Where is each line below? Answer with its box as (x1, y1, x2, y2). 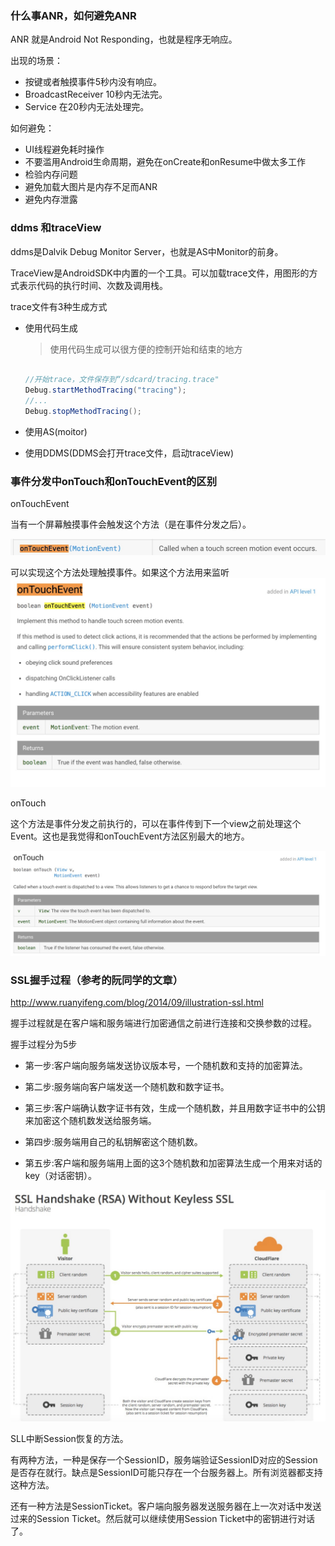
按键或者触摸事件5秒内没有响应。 (24, 76, 163, 88)
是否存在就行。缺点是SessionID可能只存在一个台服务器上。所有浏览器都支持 (10, 1467, 323, 1479)
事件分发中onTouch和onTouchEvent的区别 (10, 474, 218, 488)
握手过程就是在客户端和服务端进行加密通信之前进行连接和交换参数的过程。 (10, 1017, 317, 1029)
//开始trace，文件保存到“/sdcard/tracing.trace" (24, 375, 220, 385)
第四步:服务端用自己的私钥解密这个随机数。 (24, 1136, 203, 1148)
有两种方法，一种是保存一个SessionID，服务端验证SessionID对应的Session (10, 1454, 318, 1466)
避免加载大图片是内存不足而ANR (24, 181, 158, 193)
